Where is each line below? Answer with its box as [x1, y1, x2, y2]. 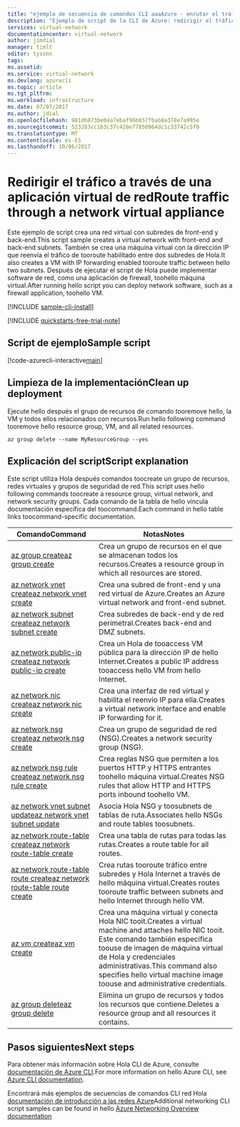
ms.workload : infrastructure [7, 97, 94, 104]
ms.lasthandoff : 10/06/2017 [7, 144, 91, 151]
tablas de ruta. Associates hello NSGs [99, 810, 223, 820]
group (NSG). [99, 742, 144, 752]
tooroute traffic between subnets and [99, 886, 224, 896]
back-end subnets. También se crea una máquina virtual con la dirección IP [7, 244, 229, 252]
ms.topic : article [7, 84, 62, 91]
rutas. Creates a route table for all [99, 839, 209, 849]
